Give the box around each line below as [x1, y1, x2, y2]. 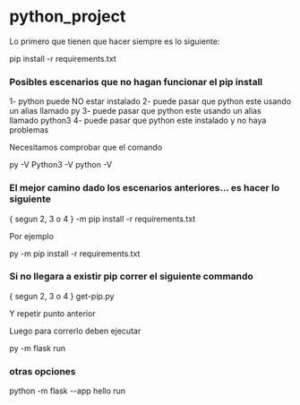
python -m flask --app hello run [9, 385, 126, 396]
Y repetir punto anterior [9, 307, 96, 319]
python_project [9, 6, 126, 27]
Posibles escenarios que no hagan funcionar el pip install [9, 75, 262, 88]
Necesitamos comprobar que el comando [9, 142, 163, 153]
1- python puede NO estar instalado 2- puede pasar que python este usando [9, 96, 292, 107]
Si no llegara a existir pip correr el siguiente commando [9, 271, 253, 283]
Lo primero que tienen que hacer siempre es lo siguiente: [9, 36, 220, 47]
